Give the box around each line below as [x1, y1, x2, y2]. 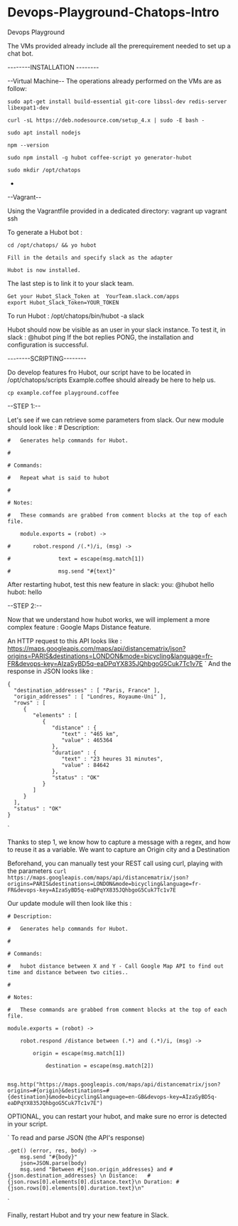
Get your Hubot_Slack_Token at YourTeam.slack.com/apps [7, 292, 180, 300]
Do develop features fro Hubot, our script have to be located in [7, 368, 191, 376]
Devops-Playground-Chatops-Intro [7, 4, 220, 21]
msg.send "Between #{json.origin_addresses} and [20, 1166, 167, 1173]
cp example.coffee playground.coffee [7, 389, 119, 396]
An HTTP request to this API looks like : [7, 636, 122, 645]
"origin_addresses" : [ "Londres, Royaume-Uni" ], [13, 693, 167, 700]
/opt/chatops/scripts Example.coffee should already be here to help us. [7, 375, 216, 384]
